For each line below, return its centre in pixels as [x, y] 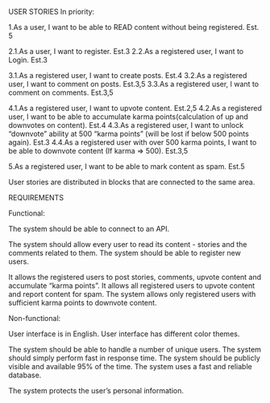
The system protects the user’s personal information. [96, 391]
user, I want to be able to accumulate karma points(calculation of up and [128, 117]
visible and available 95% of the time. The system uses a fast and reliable [130, 366]
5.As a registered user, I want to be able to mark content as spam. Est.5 [127, 167]
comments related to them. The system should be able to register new [125, 253]
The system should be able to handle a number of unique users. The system [135, 350]
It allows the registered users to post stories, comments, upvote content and [135, 277]
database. [25, 375]
